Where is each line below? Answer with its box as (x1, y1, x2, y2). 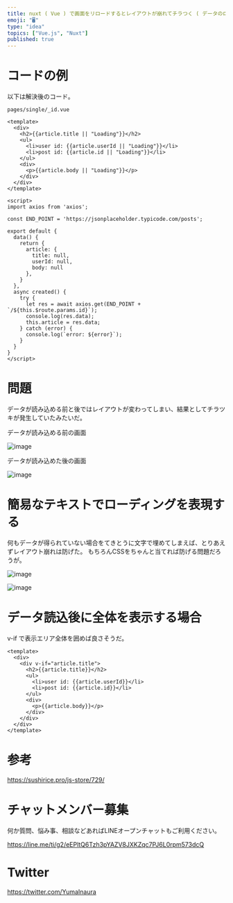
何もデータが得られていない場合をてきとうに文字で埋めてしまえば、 (7, 538, 202, 547)
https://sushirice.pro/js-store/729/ (7, 775, 105, 784)
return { (19, 240, 45, 247)
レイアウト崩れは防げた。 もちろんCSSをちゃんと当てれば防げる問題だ (12, 547, 216, 556)
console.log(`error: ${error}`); (25, 331, 123, 338)
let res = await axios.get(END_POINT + (25, 301, 141, 308)
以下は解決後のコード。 (7, 92, 74, 101)
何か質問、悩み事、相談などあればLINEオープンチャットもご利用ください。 (7, 826, 221, 834)
